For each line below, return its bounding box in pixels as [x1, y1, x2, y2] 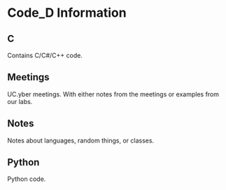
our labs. [7, 97, 33, 105]
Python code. [7, 175, 46, 183]
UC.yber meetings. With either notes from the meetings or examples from [7, 89, 219, 98]
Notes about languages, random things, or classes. [7, 136, 155, 145]
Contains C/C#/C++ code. [7, 51, 83, 59]
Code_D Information [7, 5, 127, 21]
